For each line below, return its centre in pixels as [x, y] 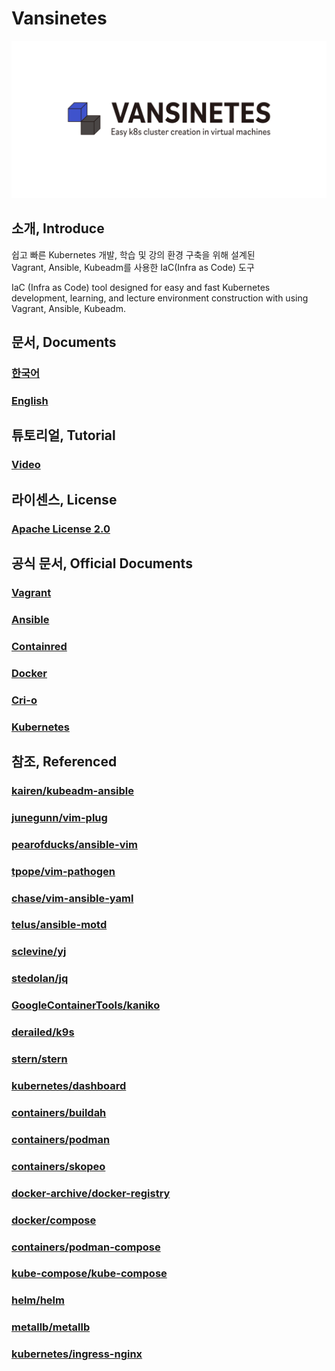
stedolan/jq [40, 979]
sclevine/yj [39, 952]
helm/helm [38, 1300]
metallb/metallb [51, 1327]
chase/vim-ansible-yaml [72, 898]
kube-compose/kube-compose [89, 1274]
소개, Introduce [58, 228]
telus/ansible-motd [59, 925]
